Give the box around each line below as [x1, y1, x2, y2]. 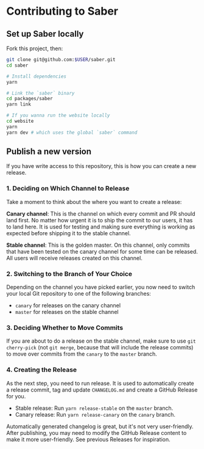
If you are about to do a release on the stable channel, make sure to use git [6, 337, 196, 345]
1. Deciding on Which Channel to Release [6, 184, 130, 193]
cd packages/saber [6, 96, 53, 102]
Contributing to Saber [6, 4, 119, 18]
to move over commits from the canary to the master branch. [6, 350, 157, 358]
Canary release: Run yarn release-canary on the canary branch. [15, 411, 175, 418]
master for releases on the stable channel [15, 308, 119, 316]
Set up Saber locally [6, 29, 84, 39]
